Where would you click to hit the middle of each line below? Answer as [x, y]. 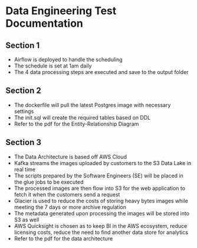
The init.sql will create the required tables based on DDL [82, 117]
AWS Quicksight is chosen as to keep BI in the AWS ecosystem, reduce [101, 226]
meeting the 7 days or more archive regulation [70, 207]
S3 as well [27, 220]
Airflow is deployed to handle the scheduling [68, 59]
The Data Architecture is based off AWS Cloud [70, 157]
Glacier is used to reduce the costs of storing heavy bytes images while [101, 201]
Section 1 [22, 45]
